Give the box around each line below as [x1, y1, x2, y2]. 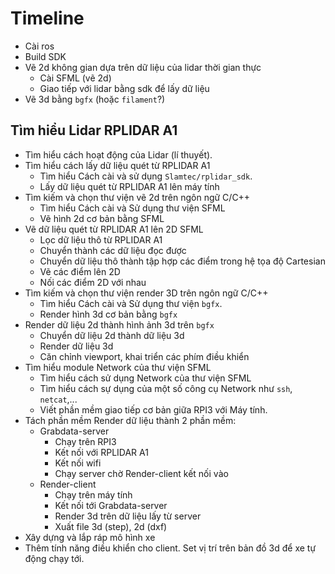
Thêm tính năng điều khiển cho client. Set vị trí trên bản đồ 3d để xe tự [24, 542, 317, 554]
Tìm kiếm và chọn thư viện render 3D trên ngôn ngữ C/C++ [24, 287, 269, 299]
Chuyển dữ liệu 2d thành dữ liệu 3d [39, 329, 185, 341]
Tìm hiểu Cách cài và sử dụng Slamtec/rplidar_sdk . [39, 170, 253, 182]
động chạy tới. [24, 552, 85, 564]
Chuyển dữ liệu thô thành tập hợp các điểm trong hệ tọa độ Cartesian [39, 255, 326, 267]
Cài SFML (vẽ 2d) [39, 72, 112, 84]
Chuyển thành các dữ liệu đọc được [39, 244, 187, 256]
